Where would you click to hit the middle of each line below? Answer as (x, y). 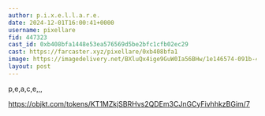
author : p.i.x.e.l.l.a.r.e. (54, 15)
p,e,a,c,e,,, (25, 89)
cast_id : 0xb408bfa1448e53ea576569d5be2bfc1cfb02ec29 (99, 45)
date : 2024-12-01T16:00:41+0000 (61, 23)
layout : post (30, 67)
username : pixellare (42, 30)
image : (19, 60)
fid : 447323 (28, 37)
